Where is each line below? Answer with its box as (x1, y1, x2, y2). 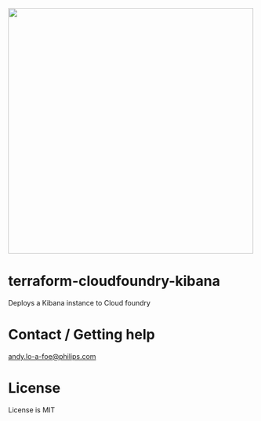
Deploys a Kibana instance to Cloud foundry (8, 298, 151, 307)
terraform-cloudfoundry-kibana (8, 273, 221, 290)
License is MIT (8, 405, 56, 415)
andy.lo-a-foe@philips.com (8, 351, 96, 361)
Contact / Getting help (8, 326, 155, 344)
